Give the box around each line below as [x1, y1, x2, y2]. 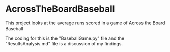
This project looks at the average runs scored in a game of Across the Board [5, 20, 165, 26]
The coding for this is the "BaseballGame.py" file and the [5, 35, 125, 41]
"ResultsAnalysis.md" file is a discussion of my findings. [5, 40, 123, 46]
